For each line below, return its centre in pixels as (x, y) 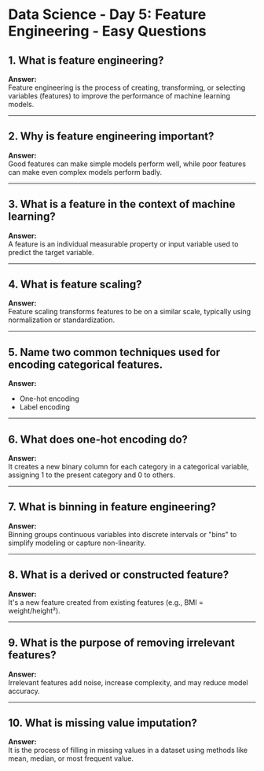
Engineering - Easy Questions (107, 31)
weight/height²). (34, 610)
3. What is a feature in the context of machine (122, 204)
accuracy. (24, 691)
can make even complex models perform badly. (85, 172)
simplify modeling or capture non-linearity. (77, 543)
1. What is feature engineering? (86, 60)
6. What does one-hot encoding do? (98, 439)
